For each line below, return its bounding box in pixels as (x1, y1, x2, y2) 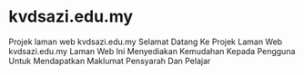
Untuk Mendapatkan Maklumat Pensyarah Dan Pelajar (8, 55, 211, 66)
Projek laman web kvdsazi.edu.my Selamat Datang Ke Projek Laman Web (8, 36, 283, 47)
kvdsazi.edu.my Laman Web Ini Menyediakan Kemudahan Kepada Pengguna (8, 45, 296, 56)
